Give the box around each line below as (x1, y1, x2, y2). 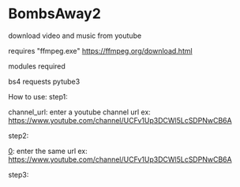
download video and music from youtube (8, 31, 142, 40)
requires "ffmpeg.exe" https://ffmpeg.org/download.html (8, 46, 193, 55)
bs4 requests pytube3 (8, 77, 81, 86)
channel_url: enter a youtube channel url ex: (8, 107, 152, 117)
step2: (8, 131, 29, 140)
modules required (8, 61, 66, 71)
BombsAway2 (8, 5, 101, 23)
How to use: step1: (8, 92, 69, 101)
